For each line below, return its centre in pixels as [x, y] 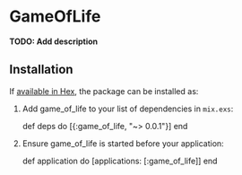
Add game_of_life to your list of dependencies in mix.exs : [128, 109]
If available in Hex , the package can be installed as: [104, 91]
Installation [41, 70]
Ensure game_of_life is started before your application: [123, 143]
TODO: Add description [54, 41]
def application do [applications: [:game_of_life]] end [120, 161]
